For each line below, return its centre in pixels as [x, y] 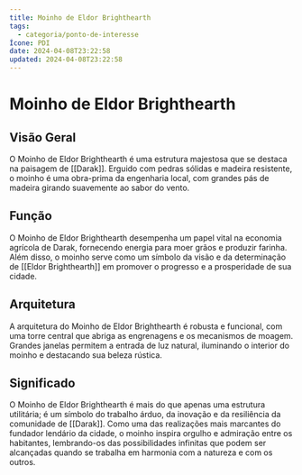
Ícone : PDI [30, 43]
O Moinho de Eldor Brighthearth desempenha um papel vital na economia [146, 237]
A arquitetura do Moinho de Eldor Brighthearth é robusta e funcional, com [146, 326]
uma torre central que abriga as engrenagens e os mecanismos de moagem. [151, 335]
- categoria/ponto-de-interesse [78, 34]
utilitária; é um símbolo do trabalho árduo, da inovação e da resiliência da [145, 415]
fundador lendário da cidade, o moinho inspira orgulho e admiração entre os [151, 434]
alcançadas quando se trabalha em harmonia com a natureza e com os [141, 452]
